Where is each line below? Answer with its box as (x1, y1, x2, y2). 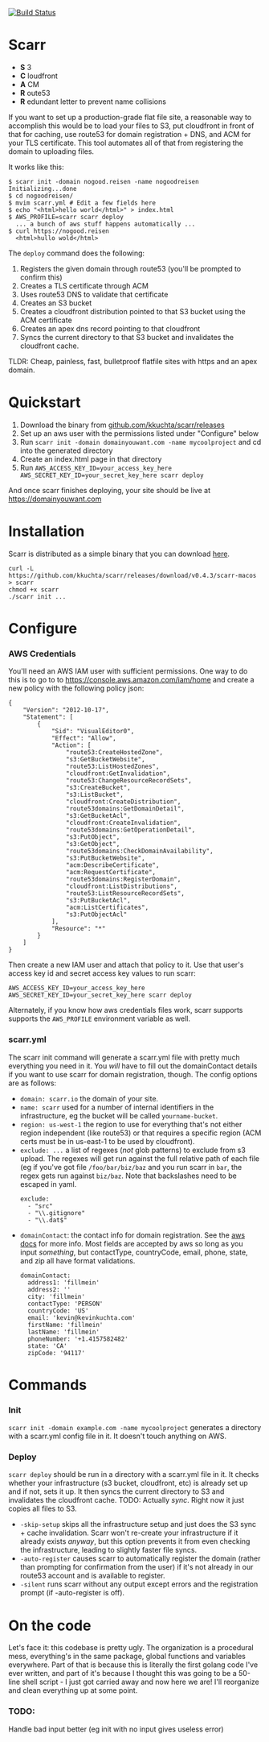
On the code (8, 1616, 92, 1635)
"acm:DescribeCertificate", (65, 861, 160, 869)
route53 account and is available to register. (19, 1571, 166, 1581)
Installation (8, 522, 85, 541)
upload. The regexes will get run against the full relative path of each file (19, 1153, 259, 1163)
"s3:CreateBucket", (65, 784, 131, 792)
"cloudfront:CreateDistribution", (65, 798, 181, 806)
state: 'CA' (27, 1342, 67, 1350)
